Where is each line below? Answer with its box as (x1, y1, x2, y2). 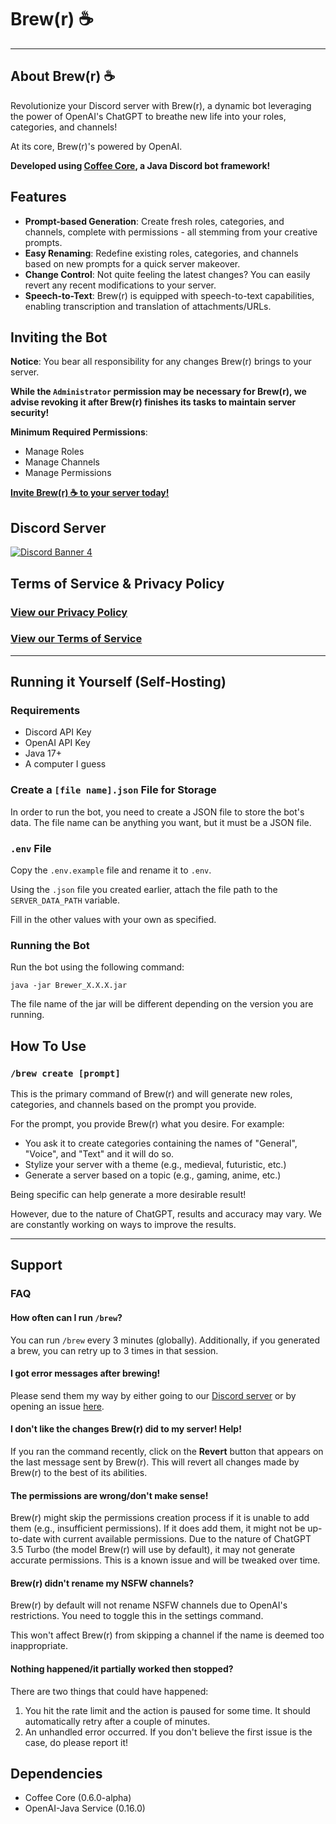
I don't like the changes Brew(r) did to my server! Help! (10, 1423, 242, 1435)
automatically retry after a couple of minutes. (24, 1715, 211, 1727)
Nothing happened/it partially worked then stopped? (10, 1662, 234, 1675)
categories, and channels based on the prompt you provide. (10, 1099, 257, 1111)
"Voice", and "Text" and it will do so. (24, 1148, 175, 1160)
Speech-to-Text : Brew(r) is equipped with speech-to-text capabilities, (24, 289, 315, 301)
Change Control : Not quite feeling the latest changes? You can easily (24, 268, 311, 280)
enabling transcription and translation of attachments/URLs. (24, 300, 272, 312)
